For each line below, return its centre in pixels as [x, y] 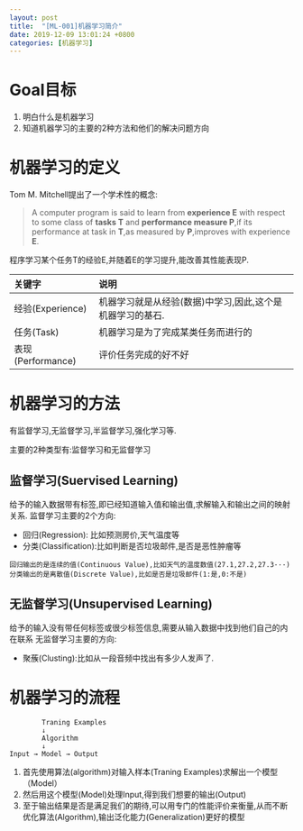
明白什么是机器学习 [58, 117]
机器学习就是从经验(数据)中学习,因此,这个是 [190, 302]
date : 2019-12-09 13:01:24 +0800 [72, 34]
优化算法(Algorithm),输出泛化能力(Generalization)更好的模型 [133, 817]
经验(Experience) [50, 309]
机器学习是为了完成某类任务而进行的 [175, 333]
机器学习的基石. [132, 315]
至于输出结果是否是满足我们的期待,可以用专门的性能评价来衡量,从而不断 [155, 805]
